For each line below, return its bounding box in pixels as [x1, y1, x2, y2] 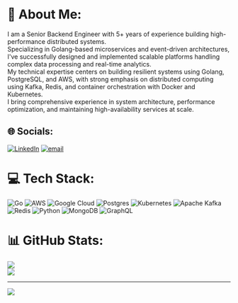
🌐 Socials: [7, 125, 54, 137]
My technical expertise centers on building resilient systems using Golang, [7, 67, 225, 76]
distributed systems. [47, 37, 107, 45]
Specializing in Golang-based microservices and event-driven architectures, [7, 45, 230, 53]
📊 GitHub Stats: [7, 232, 104, 248]
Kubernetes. [7, 90, 43, 98]
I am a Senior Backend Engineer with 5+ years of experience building [7, 30, 209, 38]
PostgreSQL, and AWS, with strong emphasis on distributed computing [7, 74, 214, 84]
